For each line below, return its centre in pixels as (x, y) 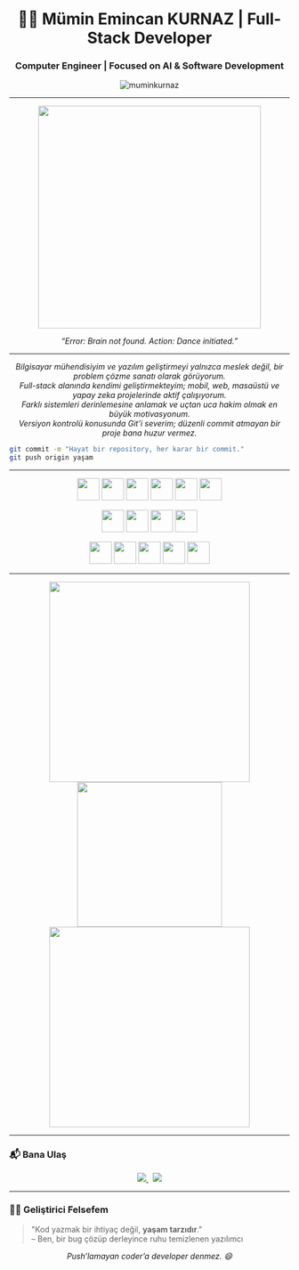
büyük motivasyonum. (149, 414)
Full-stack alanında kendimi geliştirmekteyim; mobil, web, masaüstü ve (149, 386)
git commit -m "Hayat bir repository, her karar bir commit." (127, 450)
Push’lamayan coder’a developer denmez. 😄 (149, 1256)
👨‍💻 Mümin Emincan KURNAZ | (130, 19)
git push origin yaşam (51, 458)
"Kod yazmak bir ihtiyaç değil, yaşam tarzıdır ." (117, 1229)
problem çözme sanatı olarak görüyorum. (149, 376)
